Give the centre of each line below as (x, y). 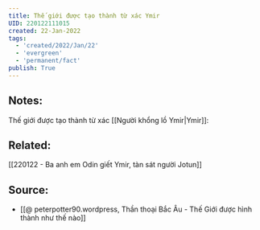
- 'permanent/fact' (48, 61)
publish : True (32, 68)
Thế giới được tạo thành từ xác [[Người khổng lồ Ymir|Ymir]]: (109, 120)
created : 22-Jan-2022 (45, 31)
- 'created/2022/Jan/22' (57, 46)
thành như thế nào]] (53, 218)
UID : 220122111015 (39, 23)
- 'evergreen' (39, 53)
